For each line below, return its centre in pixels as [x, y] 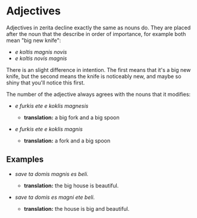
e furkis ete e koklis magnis [49, 129]
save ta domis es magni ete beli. [55, 197]
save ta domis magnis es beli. [51, 174]
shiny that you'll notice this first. [46, 83]
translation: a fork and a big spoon [67, 140]
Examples [25, 160]
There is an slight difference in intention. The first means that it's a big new [99, 69]
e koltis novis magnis [41, 58]
